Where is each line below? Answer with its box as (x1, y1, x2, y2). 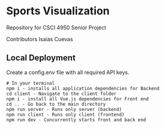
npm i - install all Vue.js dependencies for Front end (6, 96, 149, 102)
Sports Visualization (6, 4, 110, 18)
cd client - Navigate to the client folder (6, 91, 117, 97)
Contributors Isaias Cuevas (6, 35, 73, 42)
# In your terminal (6, 80, 55, 86)
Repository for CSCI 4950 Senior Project (6, 24, 107, 31)
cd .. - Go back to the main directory (6, 101, 106, 107)
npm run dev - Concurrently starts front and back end (6, 116, 146, 123)
